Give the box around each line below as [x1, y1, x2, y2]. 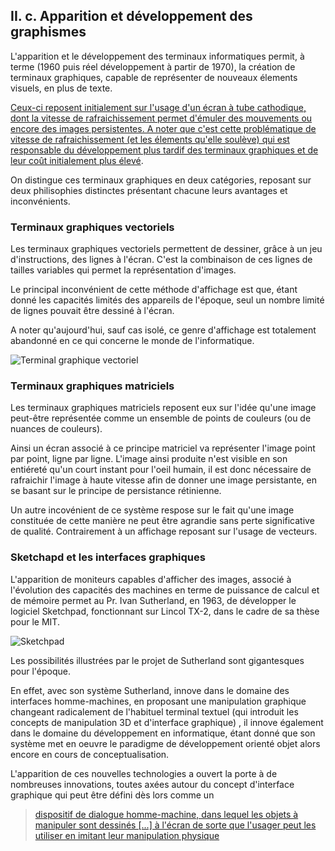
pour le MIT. [10, 615, 60, 628]
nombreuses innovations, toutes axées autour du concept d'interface [10, 778, 295, 790]
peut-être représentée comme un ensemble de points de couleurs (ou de [10, 412, 312, 424]
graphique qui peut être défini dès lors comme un [10, 789, 215, 801]
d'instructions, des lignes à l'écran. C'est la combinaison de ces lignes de [10, 254, 313, 266]
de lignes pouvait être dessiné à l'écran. [10, 305, 175, 317]
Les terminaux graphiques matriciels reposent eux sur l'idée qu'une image [10, 402, 317, 414]
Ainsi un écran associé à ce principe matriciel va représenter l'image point [10, 442, 316, 454]
